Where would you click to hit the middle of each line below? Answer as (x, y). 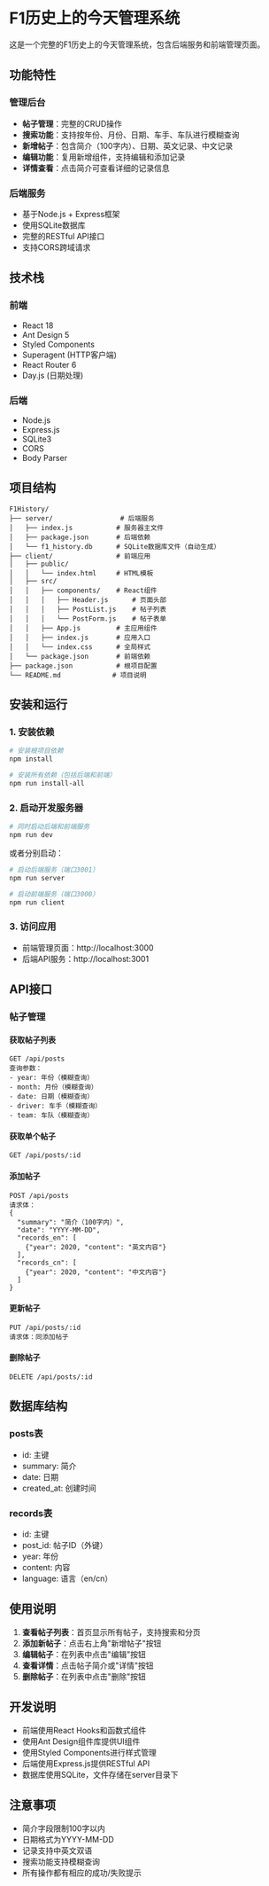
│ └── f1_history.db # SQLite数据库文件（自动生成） (115, 546)
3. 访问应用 (33, 927)
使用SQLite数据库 (54, 225)
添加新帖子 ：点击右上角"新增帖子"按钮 (92, 1643)
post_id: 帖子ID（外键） (65, 1546)
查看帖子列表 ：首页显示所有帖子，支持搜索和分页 (111, 1632)
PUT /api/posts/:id (45, 1327)
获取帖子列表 (32, 1039)
